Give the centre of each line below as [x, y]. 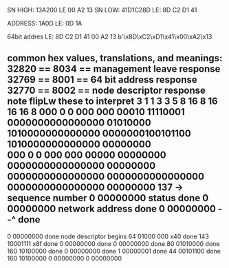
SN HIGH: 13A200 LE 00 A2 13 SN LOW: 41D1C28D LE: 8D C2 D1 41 [102, 10]
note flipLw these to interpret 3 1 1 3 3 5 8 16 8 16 [112, 102]
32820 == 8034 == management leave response [114, 69]
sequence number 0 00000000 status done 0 [108, 198]
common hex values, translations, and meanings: [115, 58]
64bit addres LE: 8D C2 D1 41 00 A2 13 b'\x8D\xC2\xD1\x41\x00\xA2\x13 [110, 37]
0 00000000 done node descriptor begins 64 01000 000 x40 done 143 [108, 236]
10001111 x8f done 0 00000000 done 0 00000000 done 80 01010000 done [113, 243]
